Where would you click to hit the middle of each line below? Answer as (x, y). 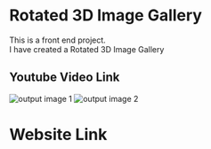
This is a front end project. (58, 40)
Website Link (58, 134)
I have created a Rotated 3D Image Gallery (87, 49)
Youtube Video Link (65, 78)
